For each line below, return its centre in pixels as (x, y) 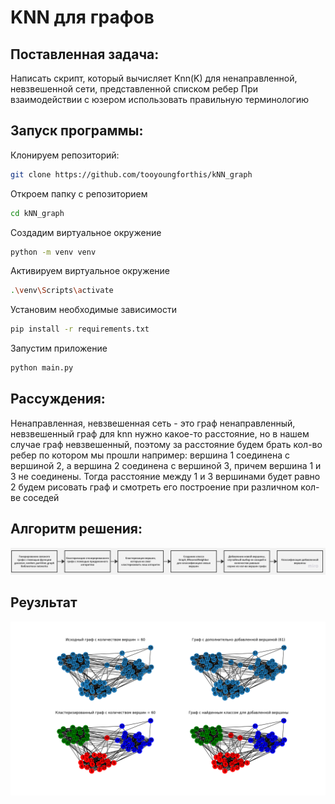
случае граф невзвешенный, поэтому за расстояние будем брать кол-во (166, 444)
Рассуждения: (58, 399)
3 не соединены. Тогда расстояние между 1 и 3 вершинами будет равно (165, 476)
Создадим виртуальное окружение (86, 232)
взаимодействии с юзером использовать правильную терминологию (160, 99)
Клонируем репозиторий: (65, 155)
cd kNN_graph (37, 213)
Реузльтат (44, 602)
